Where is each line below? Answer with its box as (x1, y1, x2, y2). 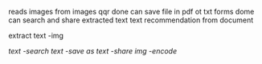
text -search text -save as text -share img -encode (8, 46, 178, 55)
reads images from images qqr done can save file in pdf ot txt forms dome (8, 7, 255, 16)
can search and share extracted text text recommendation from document (8, 15, 254, 25)
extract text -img (8, 31, 64, 40)
